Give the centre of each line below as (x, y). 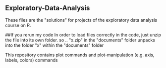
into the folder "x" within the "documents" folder (55, 45)
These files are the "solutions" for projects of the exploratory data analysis (81, 20)
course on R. (18, 25)
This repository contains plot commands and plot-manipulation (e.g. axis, (80, 55)
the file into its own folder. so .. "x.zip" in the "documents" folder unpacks (80, 40)
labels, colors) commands (31, 60)
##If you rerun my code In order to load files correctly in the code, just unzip (83, 34)
